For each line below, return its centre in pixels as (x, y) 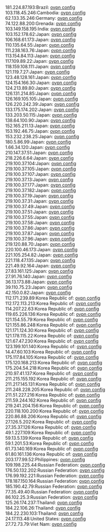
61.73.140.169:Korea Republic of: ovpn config (52, 449)
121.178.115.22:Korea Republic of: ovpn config (52, 336)
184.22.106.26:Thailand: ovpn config (43, 508)
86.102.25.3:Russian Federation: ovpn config (51, 497)
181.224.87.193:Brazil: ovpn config (40, 7)
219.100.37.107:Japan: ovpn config (40, 174)
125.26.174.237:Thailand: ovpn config (44, 503)
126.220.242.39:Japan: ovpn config (42, 104)
